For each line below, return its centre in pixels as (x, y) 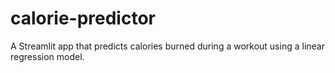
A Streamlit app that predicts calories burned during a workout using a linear (167, 46)
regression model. (47, 56)
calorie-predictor (83, 18)
